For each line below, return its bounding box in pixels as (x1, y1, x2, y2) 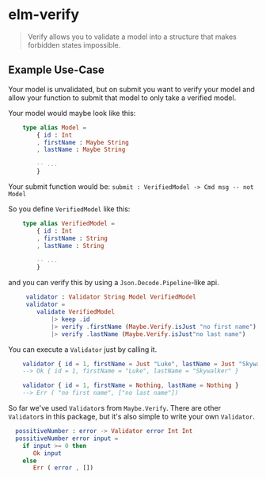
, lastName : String (36, 241, 104, 249)
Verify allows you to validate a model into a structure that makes (27, 32, 237, 41)
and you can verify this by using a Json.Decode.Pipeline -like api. (8, 278, 219, 288)
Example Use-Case (8, 64, 105, 77)
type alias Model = (22, 123, 87, 132)
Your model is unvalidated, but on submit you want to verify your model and (8, 84, 256, 94)
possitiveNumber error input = (15, 435, 119, 442)
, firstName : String (36, 234, 108, 242)
